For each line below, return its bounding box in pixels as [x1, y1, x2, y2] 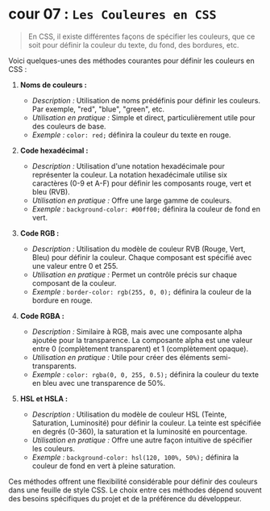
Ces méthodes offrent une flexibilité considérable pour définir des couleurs [8, 476, 258, 486]
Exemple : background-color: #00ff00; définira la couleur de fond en [31, 203, 260, 214]
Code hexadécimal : [19, 145, 89, 155]
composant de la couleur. [31, 278, 117, 287]
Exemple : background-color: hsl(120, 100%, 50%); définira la [31, 452, 239, 462]
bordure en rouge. [31, 295, 93, 305]
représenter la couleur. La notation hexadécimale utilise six [31, 170, 228, 179]
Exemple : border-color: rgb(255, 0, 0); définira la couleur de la [31, 287, 252, 296]
